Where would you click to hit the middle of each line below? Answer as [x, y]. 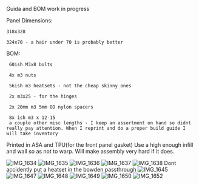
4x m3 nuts [22, 75]
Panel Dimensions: [29, 20]
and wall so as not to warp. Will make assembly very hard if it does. [90, 151]
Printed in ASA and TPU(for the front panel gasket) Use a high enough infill [100, 145]
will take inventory [32, 133]
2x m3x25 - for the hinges [43, 96]
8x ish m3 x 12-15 [32, 118]
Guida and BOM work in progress [48, 9]
